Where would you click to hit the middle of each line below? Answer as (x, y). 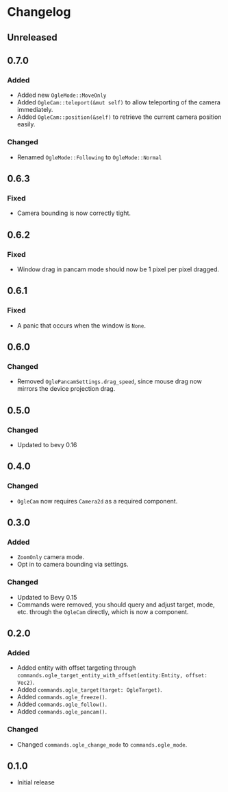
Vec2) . (26, 682)
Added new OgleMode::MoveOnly (62, 95)
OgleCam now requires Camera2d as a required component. (97, 501)
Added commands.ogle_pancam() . (62, 712)
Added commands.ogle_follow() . (62, 704)
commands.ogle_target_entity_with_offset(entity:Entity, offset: (112, 676)
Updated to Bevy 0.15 (47, 597)
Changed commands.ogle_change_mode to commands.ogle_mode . (102, 744)
